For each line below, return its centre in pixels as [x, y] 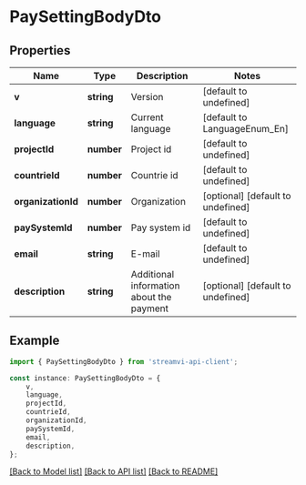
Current [147, 117]
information [155, 286]
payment [150, 308]
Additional [153, 274]
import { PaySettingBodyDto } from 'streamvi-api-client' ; [124, 361]
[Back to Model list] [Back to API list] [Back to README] [114, 471]
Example [35, 341]
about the [151, 297]
